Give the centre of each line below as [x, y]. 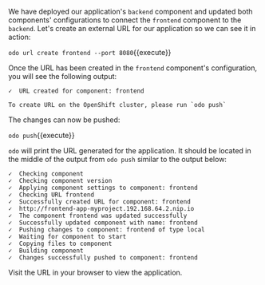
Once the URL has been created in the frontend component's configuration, [133, 68]
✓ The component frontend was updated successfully [98, 216]
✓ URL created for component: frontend [77, 91]
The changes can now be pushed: [64, 120]
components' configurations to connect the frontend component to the [125, 20]
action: [20, 37]
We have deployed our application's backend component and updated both [131, 12]
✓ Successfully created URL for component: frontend [100, 202]
